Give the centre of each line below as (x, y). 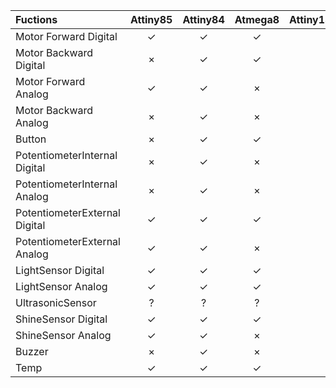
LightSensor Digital (60, 270)
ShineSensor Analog (63, 335)
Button (31, 139)
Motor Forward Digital (66, 36)
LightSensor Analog (61, 286)
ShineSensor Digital (61, 319)
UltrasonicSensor (56, 302)
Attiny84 (203, 19)
